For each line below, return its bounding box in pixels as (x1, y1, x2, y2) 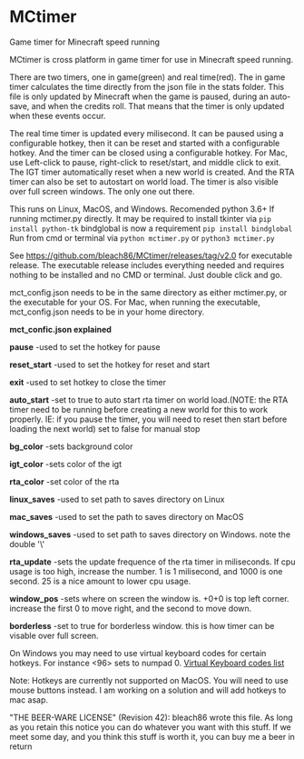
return (9, 741, 33, 752)
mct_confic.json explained (9, 324, 112, 335)
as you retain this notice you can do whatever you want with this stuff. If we (9, 721, 292, 733)
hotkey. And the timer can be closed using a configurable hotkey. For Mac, (9, 147, 288, 158)
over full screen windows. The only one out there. (9, 185, 195, 196)
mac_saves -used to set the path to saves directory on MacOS (9, 511, 244, 522)
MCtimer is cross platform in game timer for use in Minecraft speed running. (9, 54, 294, 65)
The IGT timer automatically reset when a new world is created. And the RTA (9, 166, 295, 177)
